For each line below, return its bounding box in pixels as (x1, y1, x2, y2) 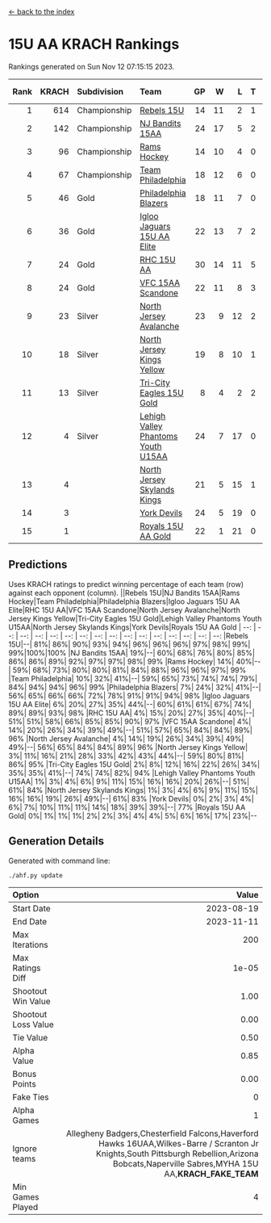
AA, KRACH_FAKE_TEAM (164, 1168, 259, 1179)
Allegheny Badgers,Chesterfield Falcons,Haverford (65, 1128, 259, 1139)
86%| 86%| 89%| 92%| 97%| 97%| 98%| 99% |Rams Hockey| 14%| (8, 656, 235, 666)
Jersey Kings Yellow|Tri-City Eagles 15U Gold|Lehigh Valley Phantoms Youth (8, 614, 262, 623)
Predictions (8, 558, 68, 572)
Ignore (12, 1142, 38, 1154)
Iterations (12, 939, 48, 950)
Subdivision (77, 86, 123, 97)
